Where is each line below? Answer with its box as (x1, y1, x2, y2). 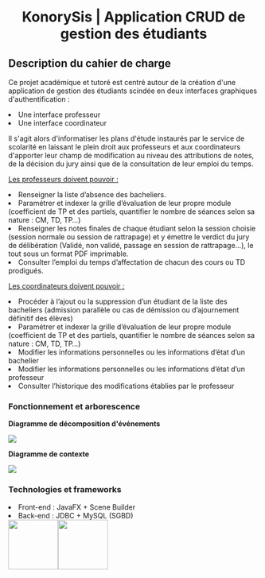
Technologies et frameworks (8, 484, 122, 495)
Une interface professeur (18, 110, 101, 119)
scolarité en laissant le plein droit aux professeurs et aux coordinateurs (8, 142, 241, 151)
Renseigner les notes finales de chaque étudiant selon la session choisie (18, 223, 256, 233)
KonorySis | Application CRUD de (21, 8, 246, 26)
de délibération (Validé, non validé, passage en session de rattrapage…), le (8, 241, 254, 250)
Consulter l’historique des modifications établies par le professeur (18, 382, 235, 390)
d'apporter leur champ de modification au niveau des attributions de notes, (8, 151, 255, 160)
